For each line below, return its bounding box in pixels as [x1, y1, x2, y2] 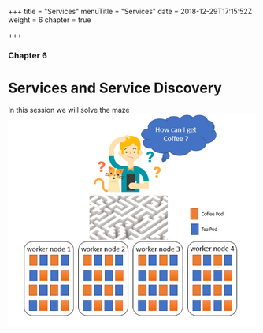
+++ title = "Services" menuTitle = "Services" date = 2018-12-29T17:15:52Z [8, 7, 253, 16]
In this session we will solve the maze [8, 105, 130, 114]
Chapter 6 [8, 50, 47, 61]
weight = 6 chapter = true [8, 15, 91, 24]
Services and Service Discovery [8, 79, 222, 97]
